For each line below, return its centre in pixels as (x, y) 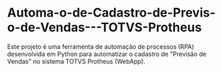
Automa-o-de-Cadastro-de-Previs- (111, 13)
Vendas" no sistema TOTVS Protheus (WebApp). (76, 61)
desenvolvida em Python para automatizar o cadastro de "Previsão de (107, 54)
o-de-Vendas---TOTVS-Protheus (104, 27)
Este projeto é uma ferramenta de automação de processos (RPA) (101, 46)
